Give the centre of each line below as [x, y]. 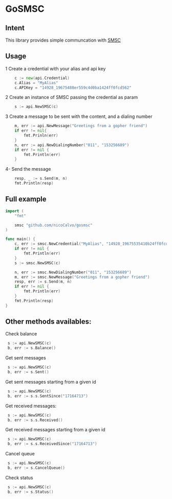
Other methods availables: [48, 322]
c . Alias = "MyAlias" [36, 83]
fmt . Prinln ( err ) [41, 136]
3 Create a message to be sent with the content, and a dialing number [79, 116]
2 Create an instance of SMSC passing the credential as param [72, 97]
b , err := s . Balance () [32, 348]
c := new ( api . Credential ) [42, 78]
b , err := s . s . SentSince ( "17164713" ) [48, 396]
